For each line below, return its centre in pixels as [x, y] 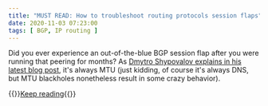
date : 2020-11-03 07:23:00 [53, 23]
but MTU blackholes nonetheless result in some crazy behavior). [114, 79]
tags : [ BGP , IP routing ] [53, 30]
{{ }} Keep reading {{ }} [42, 94]
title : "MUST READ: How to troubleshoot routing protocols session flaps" [135, 16]
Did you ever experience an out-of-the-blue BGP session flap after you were [134, 53]
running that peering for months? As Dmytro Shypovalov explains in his [125, 61]
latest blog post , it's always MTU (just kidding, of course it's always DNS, [128, 70]
